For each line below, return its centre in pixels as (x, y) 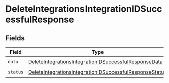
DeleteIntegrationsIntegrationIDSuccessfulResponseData (96, 62)
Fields (15, 38)
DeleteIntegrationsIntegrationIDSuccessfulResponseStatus (98, 72)
